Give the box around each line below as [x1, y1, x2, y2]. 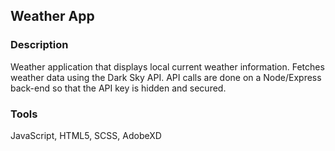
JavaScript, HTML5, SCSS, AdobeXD [10, 129, 162, 141]
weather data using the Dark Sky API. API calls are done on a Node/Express [10, 71, 322, 83]
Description [10, 38, 69, 52]
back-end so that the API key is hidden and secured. [10, 82, 227, 94]
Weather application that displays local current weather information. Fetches [10, 60, 325, 73]
